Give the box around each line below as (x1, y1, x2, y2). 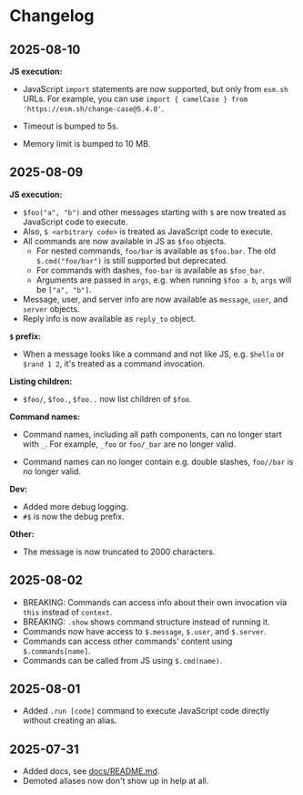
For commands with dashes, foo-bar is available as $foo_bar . (35, 264, 266, 275)
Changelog (9, 5, 95, 26)
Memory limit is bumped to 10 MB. (22, 139, 151, 149)
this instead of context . (22, 606, 113, 617)
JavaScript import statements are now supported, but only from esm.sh (22, 84, 288, 94)
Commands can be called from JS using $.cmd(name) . (22, 655, 223, 666)
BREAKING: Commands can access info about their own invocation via (22, 596, 288, 607)
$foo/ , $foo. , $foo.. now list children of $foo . (22, 393, 192, 404)
